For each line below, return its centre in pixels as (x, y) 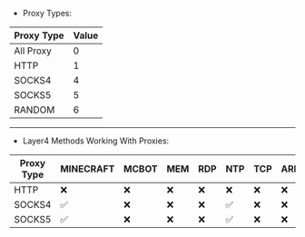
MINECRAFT (88, 169)
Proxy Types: (47, 13)
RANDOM (34, 110)
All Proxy (33, 51)
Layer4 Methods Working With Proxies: (96, 141)
